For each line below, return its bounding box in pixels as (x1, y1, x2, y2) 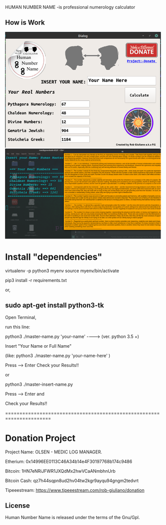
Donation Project (5, 432, 76, 444)
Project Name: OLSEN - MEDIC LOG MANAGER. (5, 449, 102, 455)
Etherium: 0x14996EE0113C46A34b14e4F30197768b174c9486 (5, 458, 132, 464)
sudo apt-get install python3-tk (5, 301, 104, 310)
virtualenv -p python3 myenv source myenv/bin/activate (5, 268, 120, 274)
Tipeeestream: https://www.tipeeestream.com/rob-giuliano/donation (5, 487, 145, 493)
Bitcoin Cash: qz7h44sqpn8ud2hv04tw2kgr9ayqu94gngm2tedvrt (5, 478, 139, 484)
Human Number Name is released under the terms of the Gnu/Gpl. (5, 515, 140, 521)
